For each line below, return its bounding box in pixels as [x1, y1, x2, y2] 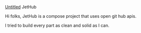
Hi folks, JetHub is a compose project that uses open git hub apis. [5, 13, 137, 19]
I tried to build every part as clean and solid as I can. [5, 22, 110, 28]
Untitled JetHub [5, 4, 37, 10]
